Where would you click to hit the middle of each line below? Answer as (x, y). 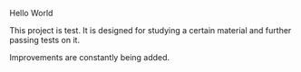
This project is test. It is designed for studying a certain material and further (150, 30)
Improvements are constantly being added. (90, 57)
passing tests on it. (44, 40)
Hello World (31, 13)
